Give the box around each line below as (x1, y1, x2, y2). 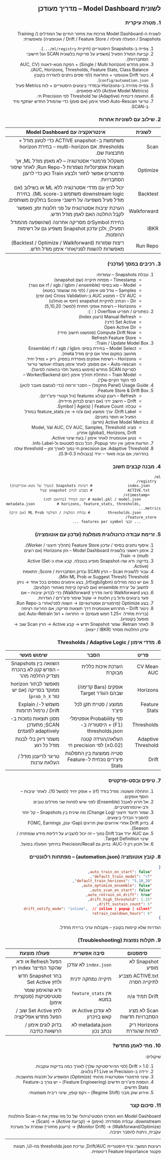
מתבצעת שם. (95, 149, 124, 156)
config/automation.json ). (97, 77, 149, 83)
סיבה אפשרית (73, 950, 105, 957)
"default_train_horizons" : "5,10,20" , (72, 878, 152, 884)
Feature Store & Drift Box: (97, 387, 149, 394)
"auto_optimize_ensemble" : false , (81, 883, 152, 888)
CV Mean (136, 663, 159, 670)
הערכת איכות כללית (81, 663, 123, 670)
